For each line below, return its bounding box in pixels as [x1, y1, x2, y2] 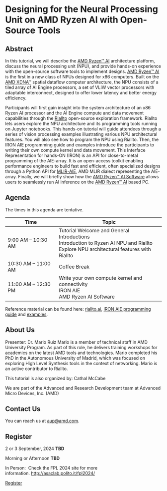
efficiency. [5, 95, 27, 101]
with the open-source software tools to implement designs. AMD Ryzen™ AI [5, 68, 160, 74]
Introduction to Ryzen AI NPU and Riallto [59, 239, 153, 246]
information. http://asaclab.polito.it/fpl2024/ [5, 471, 95, 477]
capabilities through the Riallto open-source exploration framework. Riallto [5, 115, 158, 121]
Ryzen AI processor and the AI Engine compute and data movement [5, 110, 144, 116]
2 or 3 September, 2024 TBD [5, 446, 65, 452]
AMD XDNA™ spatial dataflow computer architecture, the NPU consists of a [5, 79, 159, 85]
